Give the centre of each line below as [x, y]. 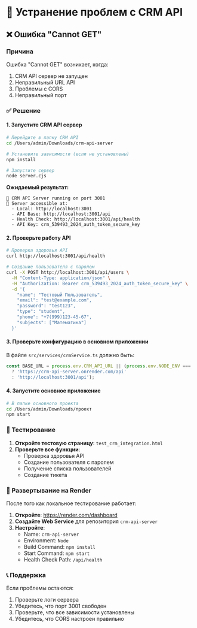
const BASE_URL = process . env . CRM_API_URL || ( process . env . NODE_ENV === [98, 366]
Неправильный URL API [45, 82]
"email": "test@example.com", [55, 300]
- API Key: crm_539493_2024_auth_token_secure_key [76, 225]
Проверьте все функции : [47, 449]
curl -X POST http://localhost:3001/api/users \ [68, 273]
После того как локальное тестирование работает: [71, 503]
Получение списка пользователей [67, 468]
